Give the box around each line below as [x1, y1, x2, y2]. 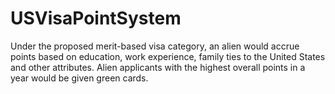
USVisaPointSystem [10, 7, 182, 30]
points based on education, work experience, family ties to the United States [10, 50, 326, 62]
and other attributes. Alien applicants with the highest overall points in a [10, 61, 306, 73]
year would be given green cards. [10, 72, 149, 84]
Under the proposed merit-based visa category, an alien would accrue [10, 40, 300, 52]
